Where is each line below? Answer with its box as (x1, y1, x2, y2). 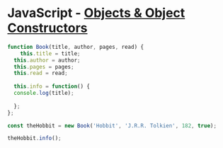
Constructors (7, 20, 88, 36)
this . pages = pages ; (13, 63, 74, 70)
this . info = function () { (13, 83, 91, 90)
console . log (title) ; (13, 90, 74, 97)
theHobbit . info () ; (7, 135, 62, 142)
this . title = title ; (20, 50, 81, 57)
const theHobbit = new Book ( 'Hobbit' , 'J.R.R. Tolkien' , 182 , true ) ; (7, 122, 217, 129)
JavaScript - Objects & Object (7, 5, 185, 21)
